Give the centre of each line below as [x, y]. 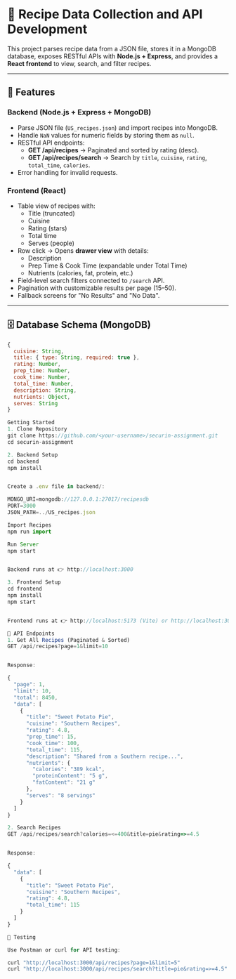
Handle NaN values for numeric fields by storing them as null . [106, 135]
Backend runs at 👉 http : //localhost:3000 [70, 570]
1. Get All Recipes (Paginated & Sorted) [69, 640]
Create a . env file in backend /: [56, 487]
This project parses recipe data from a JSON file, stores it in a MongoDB [112, 48]
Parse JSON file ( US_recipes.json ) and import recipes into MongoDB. [118, 127]
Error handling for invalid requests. [67, 172]
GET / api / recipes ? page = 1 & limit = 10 [58, 646]
